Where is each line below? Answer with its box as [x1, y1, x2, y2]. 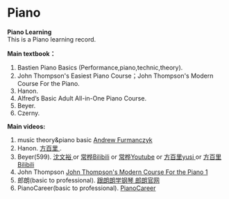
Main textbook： [7, 49, 56, 58]
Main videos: [7, 122, 46, 130]
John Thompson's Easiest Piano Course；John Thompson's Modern [17, 71, 214, 80]
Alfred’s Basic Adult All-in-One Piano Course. [17, 94, 147, 102]
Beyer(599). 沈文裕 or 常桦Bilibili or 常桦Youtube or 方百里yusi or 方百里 [17, 153, 222, 161]
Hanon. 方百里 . [17, 144, 62, 152]
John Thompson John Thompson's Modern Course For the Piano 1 [17, 168, 208, 176]
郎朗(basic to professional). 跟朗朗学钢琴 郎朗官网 [17, 175, 160, 184]
